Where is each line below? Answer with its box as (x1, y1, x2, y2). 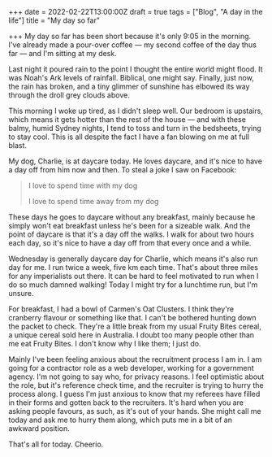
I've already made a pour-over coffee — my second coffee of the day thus (8, 40, 257, 50)
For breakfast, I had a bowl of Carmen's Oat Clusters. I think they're (8, 304, 234, 314)
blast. (8, 141, 27, 150)
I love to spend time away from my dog (28, 197, 159, 206)
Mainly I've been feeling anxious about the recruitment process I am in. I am (8, 355, 262, 364)
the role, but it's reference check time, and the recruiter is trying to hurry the (8, 381, 264, 390)
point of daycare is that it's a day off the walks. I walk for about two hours (8, 229, 254, 239)
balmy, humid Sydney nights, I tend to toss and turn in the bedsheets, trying (8, 124, 261, 133)
